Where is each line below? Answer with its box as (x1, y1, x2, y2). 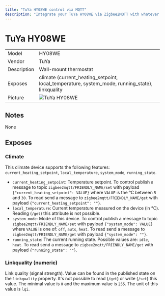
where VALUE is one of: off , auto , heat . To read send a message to (12, 226, 145, 232)
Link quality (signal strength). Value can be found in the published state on (5, 270, 156, 276)
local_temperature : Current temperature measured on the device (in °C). (12, 205, 160, 211)
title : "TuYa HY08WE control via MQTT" (5, 7, 87, 12)
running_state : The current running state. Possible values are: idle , (12, 237, 149, 242)
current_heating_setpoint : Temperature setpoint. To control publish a (12, 179, 154, 185)
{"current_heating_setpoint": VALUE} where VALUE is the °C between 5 (12, 189, 156, 195)
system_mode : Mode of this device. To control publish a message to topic (12, 215, 158, 221)
